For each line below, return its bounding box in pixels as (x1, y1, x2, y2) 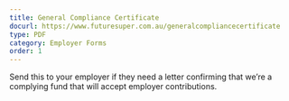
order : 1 (9, 47, 42, 56)
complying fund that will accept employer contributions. (9, 81, 218, 92)
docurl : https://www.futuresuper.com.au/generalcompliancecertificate (9, 22, 281, 31)
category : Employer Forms (9, 38, 107, 48)
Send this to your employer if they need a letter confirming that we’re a (9, 71, 273, 82)
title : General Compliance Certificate (9, 13, 160, 23)
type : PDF (9, 30, 47, 39)
